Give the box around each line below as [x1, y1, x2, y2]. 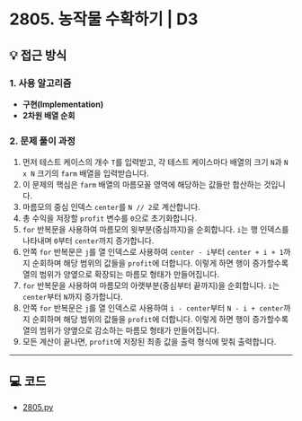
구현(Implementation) [22, 99, 104, 110]
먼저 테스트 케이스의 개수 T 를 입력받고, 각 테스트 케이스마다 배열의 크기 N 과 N [22, 157, 289, 168]
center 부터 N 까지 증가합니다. [22, 292, 123, 303]
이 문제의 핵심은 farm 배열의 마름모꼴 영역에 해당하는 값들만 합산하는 [22, 180, 262, 190]
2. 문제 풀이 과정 [9, 135, 76, 147]
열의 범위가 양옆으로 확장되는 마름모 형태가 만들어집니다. [22, 269, 220, 280]
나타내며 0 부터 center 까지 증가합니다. [22, 235, 155, 246]
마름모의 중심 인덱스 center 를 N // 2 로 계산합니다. [22, 202, 200, 213]
